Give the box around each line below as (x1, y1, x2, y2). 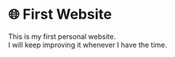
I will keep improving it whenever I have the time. (8, 40, 168, 49)
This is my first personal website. (8, 31, 116, 41)
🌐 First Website (8, 5, 112, 23)
